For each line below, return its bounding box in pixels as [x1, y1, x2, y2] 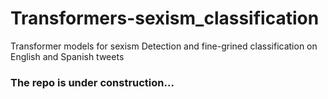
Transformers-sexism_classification [10, 7, 320, 30]
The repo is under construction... [10, 75, 175, 89]
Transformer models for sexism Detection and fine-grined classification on [10, 40, 318, 52]
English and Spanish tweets [10, 50, 125, 62]
